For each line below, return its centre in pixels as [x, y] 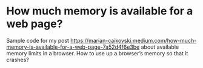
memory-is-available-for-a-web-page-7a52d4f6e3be [73, 47]
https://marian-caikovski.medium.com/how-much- [134, 40]
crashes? [18, 60]
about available [160, 47]
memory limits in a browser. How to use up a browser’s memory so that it [97, 53]
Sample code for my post [38, 40]
